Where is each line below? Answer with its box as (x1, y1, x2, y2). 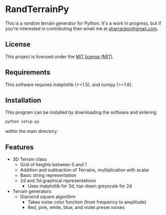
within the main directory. (5, 128, 58, 134)
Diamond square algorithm (20, 194, 76, 200)
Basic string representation (20, 172, 77, 178)
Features (5, 142, 34, 152)
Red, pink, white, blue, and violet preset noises (27, 204, 125, 210)
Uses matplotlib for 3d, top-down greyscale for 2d (27, 183, 132, 189)
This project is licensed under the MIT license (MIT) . (5, 53, 114, 59)
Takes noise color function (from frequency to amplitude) (27, 199, 147, 205)
